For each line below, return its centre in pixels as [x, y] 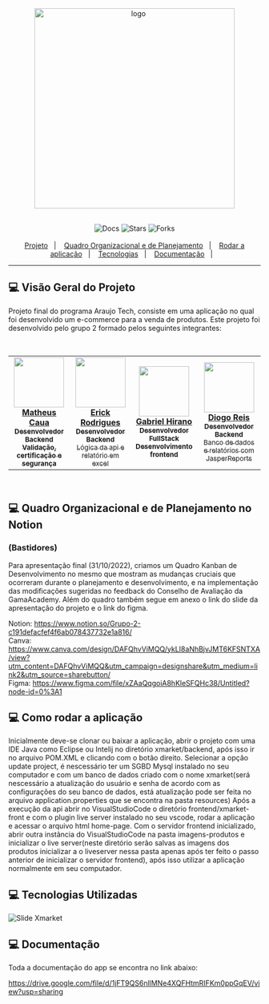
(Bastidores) [33, 548]
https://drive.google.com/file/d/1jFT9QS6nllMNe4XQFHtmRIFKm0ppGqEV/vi [134, 983]
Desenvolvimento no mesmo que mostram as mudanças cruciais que [122, 574]
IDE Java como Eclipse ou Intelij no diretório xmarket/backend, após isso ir [131, 749]
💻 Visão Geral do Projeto [72, 288]
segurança [39, 463]
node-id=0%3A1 [35, 692]
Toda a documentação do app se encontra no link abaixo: [103, 967]
